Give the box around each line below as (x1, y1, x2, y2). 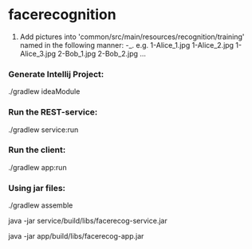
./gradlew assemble (8, 200, 73, 210)
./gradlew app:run (8, 162, 67, 172)
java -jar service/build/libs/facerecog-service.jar (8, 216, 167, 226)
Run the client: (8, 145, 66, 156)
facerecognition (8, 6, 117, 24)
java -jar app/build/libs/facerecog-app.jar (8, 231, 144, 241)
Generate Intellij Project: (8, 68, 104, 80)
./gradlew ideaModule (8, 87, 81, 96)
